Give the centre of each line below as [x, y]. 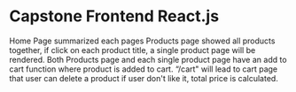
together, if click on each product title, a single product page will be [132, 50]
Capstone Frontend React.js [114, 16]
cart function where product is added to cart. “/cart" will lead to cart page [144, 69]
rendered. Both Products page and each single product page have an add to [148, 59]
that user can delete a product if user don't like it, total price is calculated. [144, 78]
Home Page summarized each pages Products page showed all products [142, 41]
